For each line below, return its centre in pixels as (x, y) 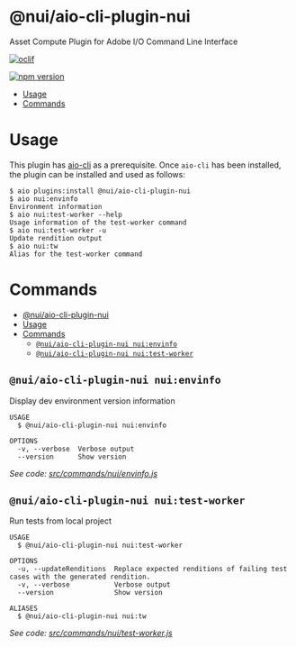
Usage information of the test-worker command (98, 223)
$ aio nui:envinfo (44, 199)
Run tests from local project (61, 521)
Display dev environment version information (92, 401)
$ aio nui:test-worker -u (58, 230)
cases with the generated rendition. (80, 577)
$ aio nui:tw (34, 246)
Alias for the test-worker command (76, 254)
